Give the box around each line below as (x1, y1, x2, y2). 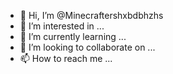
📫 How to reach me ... (19, 53, 113, 64)
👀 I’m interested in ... (19, 20, 105, 32)
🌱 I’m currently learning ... (19, 31, 127, 42)
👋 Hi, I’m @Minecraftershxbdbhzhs (19, 10, 164, 21)
